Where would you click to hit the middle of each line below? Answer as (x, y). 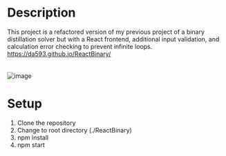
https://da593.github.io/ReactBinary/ (59, 54)
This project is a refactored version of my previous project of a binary (106, 32)
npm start (31, 145)
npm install (33, 137)
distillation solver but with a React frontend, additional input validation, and (113, 39)
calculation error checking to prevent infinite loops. (80, 46)
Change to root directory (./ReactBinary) (75, 130)
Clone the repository (46, 123)
